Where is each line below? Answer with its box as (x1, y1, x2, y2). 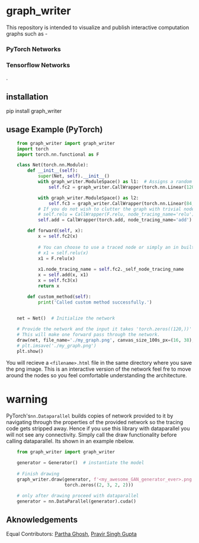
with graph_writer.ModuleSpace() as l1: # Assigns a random (37, 179, 192, 185)
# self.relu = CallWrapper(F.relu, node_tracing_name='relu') (37, 211, 195, 217)
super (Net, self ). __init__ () (37, 173, 110, 179)
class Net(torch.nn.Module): (17, 162, 89, 168)
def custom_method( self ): (27, 293, 92, 299)
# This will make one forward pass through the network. (17, 332, 161, 338)
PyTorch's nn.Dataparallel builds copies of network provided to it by (6, 412, 174, 419)
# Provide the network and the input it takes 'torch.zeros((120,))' (17, 326, 192, 332)
